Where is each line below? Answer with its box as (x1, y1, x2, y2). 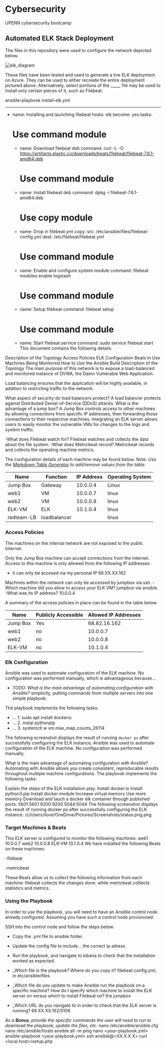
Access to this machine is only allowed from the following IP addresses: (5, 560, 151, 566)
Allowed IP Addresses (88, 611, 141, 618)
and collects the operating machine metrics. (5, 447, 95, 453)
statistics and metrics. (5, 885, 50, 891)
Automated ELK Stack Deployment (5, 34, 114, 43)
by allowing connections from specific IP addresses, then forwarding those (5, 411, 158, 417)
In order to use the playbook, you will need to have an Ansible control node (5, 909, 158, 915)
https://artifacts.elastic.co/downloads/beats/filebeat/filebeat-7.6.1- (19, 150, 155, 157)
